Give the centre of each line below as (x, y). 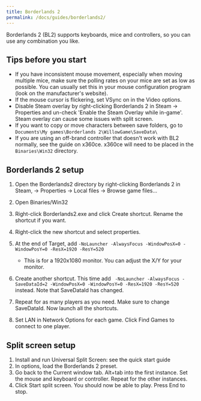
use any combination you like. (43, 41)
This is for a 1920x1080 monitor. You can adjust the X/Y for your (103, 261)
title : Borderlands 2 (33, 12)
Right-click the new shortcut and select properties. (78, 232)
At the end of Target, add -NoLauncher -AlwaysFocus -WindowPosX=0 (98, 243)
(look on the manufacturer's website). (61, 93)
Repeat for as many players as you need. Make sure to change (92, 302)
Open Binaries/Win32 (41, 203)
